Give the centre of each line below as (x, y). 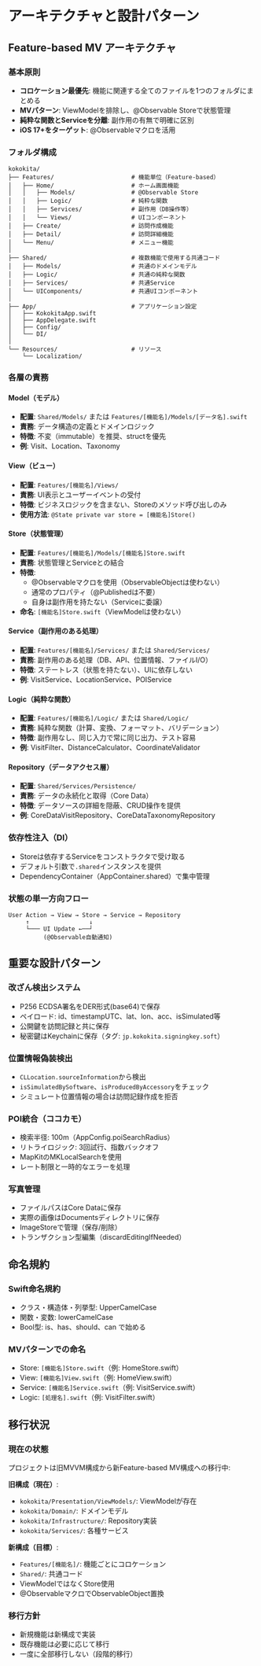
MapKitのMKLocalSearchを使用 (70, 1157)
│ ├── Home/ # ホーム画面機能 (94, 186)
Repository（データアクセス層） (61, 767)
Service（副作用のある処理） (56, 631)
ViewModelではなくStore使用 (67, 1584)
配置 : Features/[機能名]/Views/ (69, 485)
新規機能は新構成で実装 (57, 1635)
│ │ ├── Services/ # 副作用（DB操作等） (100, 209)
